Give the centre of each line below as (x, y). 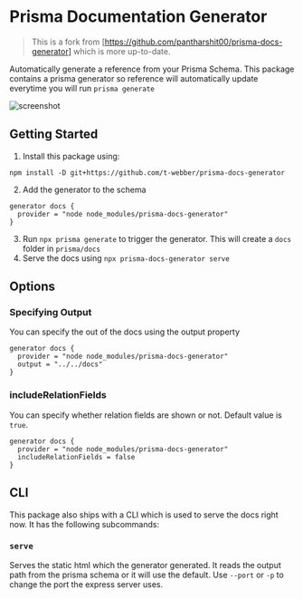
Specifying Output (51, 313)
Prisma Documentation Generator (138, 17)
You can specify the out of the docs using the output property (125, 332)
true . (19, 424)
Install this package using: (71, 156)
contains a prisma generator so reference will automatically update (134, 78)
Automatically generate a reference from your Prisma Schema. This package (152, 69)
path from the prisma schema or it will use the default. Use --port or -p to (147, 575)
